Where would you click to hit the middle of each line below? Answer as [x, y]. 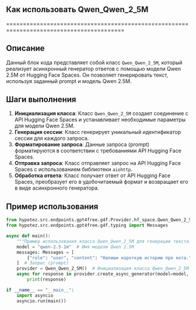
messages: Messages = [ [45, 252]
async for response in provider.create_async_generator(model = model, [103, 274]
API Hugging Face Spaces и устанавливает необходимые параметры [100, 120]
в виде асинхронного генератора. [57, 188]
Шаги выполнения [41, 100]
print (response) [47, 280]
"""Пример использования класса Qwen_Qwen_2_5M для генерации [94, 241]
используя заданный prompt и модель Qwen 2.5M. [69, 81]
